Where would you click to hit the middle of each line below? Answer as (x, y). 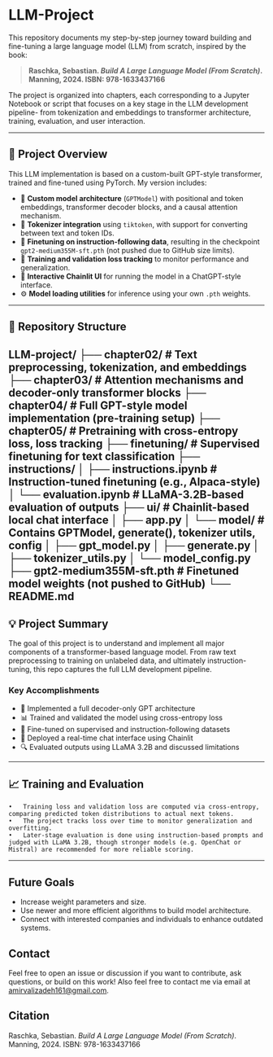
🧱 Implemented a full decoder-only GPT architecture (108, 708)
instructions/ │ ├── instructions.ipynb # (113, 469)
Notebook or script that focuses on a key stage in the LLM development (128, 103)
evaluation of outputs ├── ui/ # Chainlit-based (129, 507)
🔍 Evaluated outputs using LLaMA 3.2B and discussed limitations (130, 747)
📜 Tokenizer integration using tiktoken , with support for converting (134, 224)
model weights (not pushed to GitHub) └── (120, 583)
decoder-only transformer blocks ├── (108, 393)
